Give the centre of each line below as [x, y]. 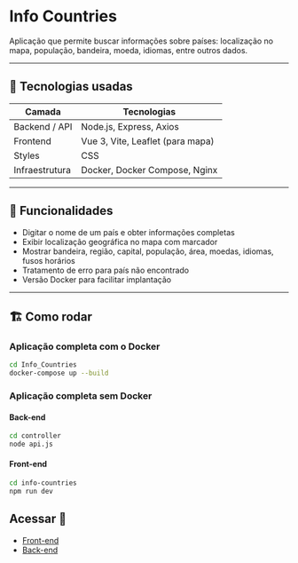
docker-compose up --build [59, 373]
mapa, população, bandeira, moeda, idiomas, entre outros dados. [129, 50]
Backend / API [43, 126]
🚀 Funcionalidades [61, 211]
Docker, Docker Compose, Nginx [149, 170]
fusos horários [48, 260]
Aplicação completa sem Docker [81, 395]
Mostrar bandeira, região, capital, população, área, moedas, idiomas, [148, 251]
